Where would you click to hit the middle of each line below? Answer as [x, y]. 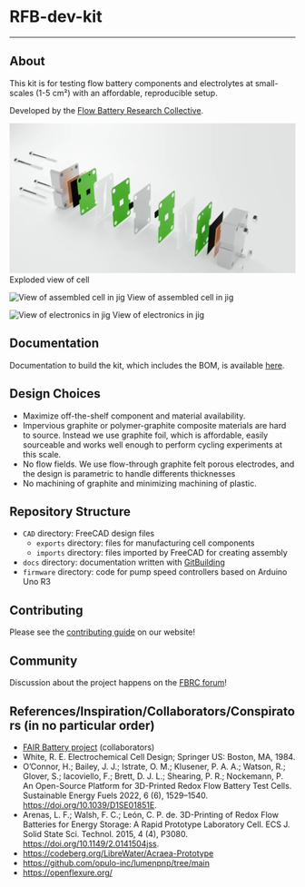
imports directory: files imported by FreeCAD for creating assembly [162, 553]
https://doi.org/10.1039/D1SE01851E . [89, 804]
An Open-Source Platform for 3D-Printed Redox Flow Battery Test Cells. [157, 785]
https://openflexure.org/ [68, 872]
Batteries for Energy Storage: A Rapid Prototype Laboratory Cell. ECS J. [156, 824]
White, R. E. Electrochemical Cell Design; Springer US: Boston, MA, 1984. [159, 756]
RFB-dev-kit [56, 17]
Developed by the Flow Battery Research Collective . [107, 110]
